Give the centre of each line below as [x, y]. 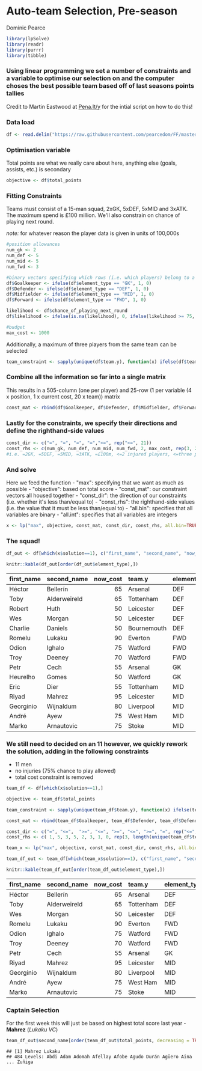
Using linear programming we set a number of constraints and [99, 71]
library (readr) [25, 44]
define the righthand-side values [55, 430]
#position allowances [33, 245]
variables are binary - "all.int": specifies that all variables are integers [92, 514]
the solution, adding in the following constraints [78, 751]
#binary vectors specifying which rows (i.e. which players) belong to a [101, 278]
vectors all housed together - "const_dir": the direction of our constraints [96, 495]
